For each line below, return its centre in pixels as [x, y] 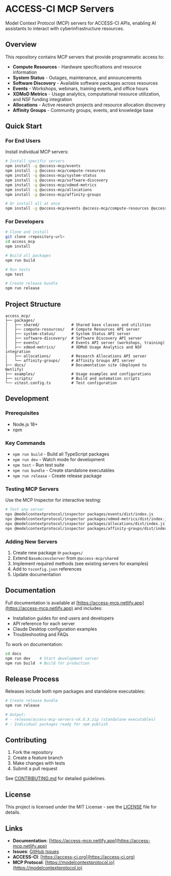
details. [13, 812]
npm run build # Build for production [48, 663]
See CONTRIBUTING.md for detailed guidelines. [55, 778]
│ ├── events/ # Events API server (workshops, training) [85, 343]
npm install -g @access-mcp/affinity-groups [53, 195]
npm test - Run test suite [38, 465]
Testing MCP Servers [32, 489]
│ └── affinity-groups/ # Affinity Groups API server [70, 361]
